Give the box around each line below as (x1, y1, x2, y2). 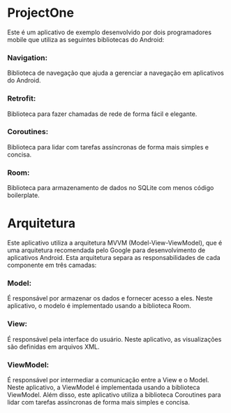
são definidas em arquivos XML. (7, 342, 100, 351)
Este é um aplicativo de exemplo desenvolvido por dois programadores (7, 28, 211, 36)
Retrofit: (7, 94, 36, 103)
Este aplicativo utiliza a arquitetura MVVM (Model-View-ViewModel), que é (7, 239, 223, 247)
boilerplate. (7, 191, 40, 200)
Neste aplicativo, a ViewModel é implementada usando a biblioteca (7, 383, 200, 391)
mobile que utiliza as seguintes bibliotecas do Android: (7, 35, 165, 43)
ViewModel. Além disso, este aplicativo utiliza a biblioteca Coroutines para (7, 390, 221, 399)
